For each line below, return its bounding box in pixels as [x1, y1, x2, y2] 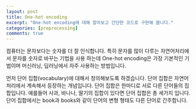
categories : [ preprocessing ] [6, 25, 78, 31]
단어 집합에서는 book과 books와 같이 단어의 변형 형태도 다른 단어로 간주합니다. [6, 97, 188, 104]
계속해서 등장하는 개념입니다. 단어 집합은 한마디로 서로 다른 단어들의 [26, 82, 184, 89]
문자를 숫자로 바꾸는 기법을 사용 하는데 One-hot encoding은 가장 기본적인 [12, 55, 184, 62]
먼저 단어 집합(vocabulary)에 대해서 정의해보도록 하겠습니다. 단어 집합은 [6, 75, 173, 82]
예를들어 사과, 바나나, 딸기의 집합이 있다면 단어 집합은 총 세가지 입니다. [28, 90, 191, 97]
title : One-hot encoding [6, 14, 68, 20]
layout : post [6, 8, 38, 15]
